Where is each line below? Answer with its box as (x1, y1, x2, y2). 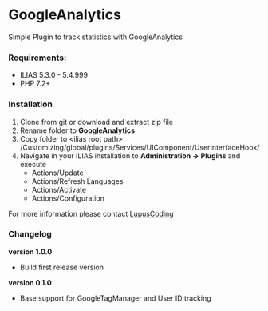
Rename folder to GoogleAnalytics (19, 126, 136, 135)
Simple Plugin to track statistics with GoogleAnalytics (8, 32, 183, 42)
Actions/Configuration (31, 193, 105, 203)
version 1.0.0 (8, 246, 53, 257)
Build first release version (19, 262, 104, 272)
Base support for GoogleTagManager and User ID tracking (19, 293, 211, 303)
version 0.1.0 (8, 277, 52, 287)
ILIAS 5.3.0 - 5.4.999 (19, 70, 89, 80)
